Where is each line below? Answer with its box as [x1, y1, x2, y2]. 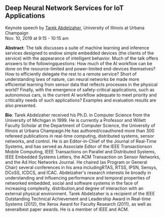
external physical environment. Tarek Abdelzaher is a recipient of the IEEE [5, 190, 155, 196]
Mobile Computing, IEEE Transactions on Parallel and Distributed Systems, [5, 148, 156, 154]
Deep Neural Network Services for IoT [5, 4, 124, 12]
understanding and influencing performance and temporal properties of [5, 175, 150, 181]
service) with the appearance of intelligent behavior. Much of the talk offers [5, 55, 159, 61]
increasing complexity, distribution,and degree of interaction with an [5, 185, 144, 191]
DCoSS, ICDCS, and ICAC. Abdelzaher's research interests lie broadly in [5, 170, 151, 176]
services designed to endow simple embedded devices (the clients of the [5, 50, 154, 56]
